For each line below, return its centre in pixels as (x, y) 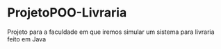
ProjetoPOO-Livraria (67, 13)
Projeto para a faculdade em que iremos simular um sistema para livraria (111, 32)
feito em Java (27, 39)
